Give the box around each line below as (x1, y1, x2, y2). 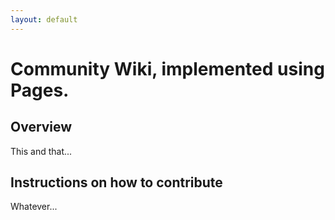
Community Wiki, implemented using (10, 57, 325, 80)
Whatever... (10, 201, 58, 213)
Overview (10, 119, 73, 136)
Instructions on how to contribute (10, 174, 223, 191)
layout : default (10, 14, 78, 25)
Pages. (10, 79, 70, 101)
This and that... (10, 145, 73, 157)
